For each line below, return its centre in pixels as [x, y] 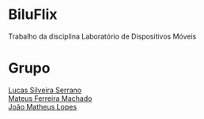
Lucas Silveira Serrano [45, 90]
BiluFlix [33, 15]
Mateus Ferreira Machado [50, 98]
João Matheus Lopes [43, 106]
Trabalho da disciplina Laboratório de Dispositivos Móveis [102, 36]
